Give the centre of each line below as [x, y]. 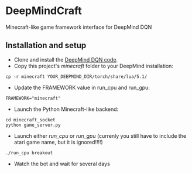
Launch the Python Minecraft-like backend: [66, 109]
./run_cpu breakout [29, 153]
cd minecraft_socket [31, 120]
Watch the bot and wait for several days [62, 164]
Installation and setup [46, 45]
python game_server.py [33, 125]
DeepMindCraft [44, 11]
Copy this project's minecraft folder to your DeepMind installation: [94, 66]
